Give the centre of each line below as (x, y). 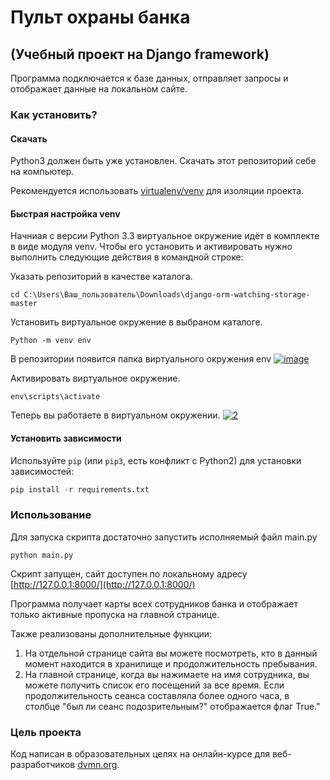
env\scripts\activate (55, 397)
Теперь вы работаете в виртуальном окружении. (115, 415)
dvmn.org (97, 764)
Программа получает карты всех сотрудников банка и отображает (154, 603)
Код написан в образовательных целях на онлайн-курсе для (140, 754)
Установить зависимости (66, 438)
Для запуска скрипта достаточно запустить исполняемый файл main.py (164, 537)
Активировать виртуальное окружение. (95, 378)
